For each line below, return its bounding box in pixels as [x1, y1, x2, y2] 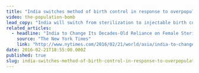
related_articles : [6, 25, 52, 31]
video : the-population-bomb [6, 14, 76, 20]
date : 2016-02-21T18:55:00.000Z [6, 47, 86, 53]
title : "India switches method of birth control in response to [6, 8, 168, 15]
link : [17, 42, 31, 48]
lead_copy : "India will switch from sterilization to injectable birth [6, 19, 187, 25]
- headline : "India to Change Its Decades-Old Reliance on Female [11, 31, 179, 36]
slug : [6, 58, 20, 64]
